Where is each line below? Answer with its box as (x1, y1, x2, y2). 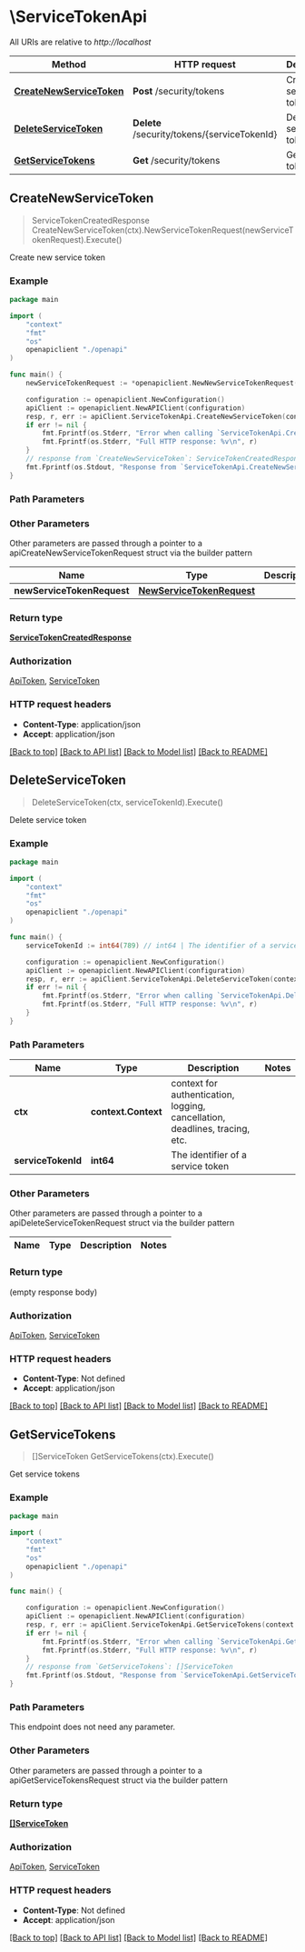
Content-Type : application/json (22, 718, 141, 729)
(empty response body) (9, 1286, 98, 1297)
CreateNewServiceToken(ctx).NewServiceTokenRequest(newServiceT (31, 225, 294, 235)
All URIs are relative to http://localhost (9, 36, 152, 47)
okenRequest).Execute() (31, 234, 123, 245)
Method (51, 57, 86, 70)
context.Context (90, 1106, 162, 1118)
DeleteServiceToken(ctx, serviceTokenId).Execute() (31, 796, 224, 807)
